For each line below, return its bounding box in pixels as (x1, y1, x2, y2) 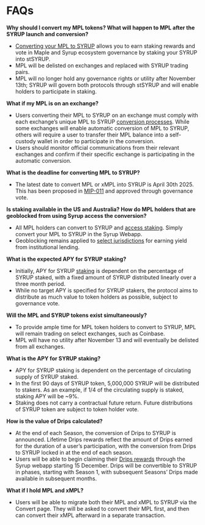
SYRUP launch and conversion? (6, 30, 89, 37)
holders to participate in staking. (15, 87, 97, 95)
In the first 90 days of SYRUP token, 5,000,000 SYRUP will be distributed (15, 379, 199, 387)
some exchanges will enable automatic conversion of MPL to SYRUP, (15, 124, 190, 132)
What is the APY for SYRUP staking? (6, 354, 101, 362)
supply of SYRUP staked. (15, 373, 79, 380)
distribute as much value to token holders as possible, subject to (15, 293, 178, 300)
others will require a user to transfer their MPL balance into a (15, 131, 168, 138)
